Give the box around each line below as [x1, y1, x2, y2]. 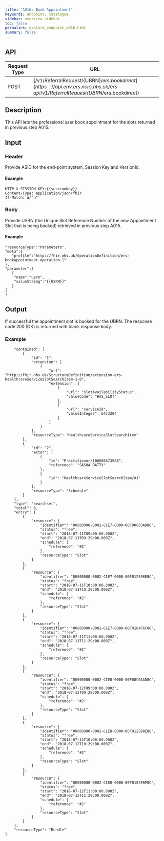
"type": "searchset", [14, 501, 58, 507]
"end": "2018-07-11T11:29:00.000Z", [40, 638, 115, 644]
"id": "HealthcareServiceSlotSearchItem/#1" [48, 476, 141, 481]
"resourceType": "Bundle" [14, 827, 67, 833]
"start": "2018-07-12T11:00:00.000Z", [40, 789, 119, 794]
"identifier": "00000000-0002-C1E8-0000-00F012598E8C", [40, 729, 156, 734]
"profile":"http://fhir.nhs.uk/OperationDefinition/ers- [11, 254, 130, 258]
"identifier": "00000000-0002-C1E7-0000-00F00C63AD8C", [40, 523, 156, 528]
